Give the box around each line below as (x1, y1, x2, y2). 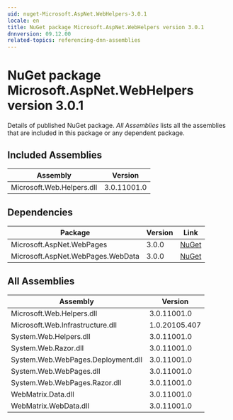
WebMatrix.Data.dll (11, 389, 74, 399)
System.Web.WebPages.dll (11, 366, 101, 376)
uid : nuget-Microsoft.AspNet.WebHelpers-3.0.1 (7, 10, 147, 18)
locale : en (7, 17, 40, 24)
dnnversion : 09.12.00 (7, 30, 72, 38)
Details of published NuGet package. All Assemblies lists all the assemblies (7, 122, 227, 130)
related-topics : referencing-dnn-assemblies (7, 37, 141, 44)
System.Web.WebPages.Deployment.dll (11, 355, 143, 365)
